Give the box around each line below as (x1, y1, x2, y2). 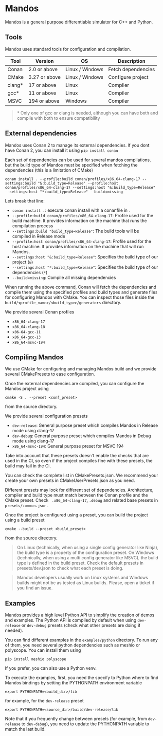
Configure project (108, 74, 149, 80)
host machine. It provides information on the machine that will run (12, 243, 144, 249)
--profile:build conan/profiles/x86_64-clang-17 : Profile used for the (12, 212, 154, 218)
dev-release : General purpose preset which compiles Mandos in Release (12, 423, 158, 428)
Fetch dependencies (108, 66, 155, 73)
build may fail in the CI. (5, 463, 51, 469)
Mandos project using (5, 386, 49, 392)
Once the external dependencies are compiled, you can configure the (5, 381, 145, 386)
